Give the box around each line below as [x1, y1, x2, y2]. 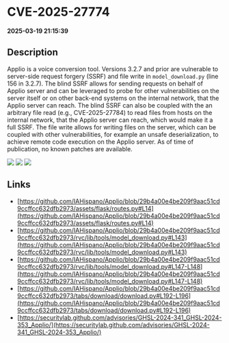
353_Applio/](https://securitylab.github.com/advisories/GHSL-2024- [16, 320, 210, 329]
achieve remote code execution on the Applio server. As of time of [7, 138, 193, 146]
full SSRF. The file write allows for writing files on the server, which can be [7, 123, 217, 131]
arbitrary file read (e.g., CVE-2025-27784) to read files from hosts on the [7, 108, 213, 116]
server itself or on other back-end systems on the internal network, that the [7, 94, 219, 102]
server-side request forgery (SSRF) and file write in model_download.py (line [7, 72, 219, 80]
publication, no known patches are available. [7, 144, 133, 153]
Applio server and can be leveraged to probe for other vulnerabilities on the [7, 86, 220, 94]
